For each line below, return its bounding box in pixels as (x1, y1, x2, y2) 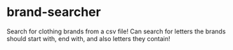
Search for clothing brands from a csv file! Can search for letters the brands (6, 27, 226, 35)
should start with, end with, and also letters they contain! (6, 34, 171, 42)
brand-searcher (6, 4, 101, 20)
